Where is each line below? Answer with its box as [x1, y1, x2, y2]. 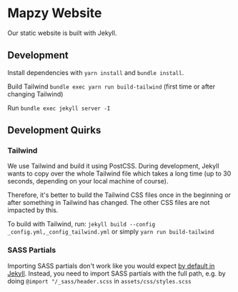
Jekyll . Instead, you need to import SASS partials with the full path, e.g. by [7, 269, 227, 278]
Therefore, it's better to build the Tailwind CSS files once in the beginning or [7, 191, 231, 199]
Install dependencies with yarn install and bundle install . [7, 68, 184, 76]
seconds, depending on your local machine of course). [7, 177, 169, 186]
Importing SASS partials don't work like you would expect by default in [7, 261, 215, 270]
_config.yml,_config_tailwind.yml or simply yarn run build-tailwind [7, 227, 214, 236]
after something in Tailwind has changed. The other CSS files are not [7, 198, 210, 207]
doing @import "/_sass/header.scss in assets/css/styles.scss [7, 276, 192, 285]
